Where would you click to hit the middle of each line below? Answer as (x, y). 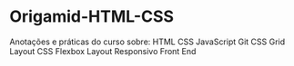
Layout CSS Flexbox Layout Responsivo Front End (103, 51)
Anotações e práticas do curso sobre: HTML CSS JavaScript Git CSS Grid (147, 42)
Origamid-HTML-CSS (92, 17)
